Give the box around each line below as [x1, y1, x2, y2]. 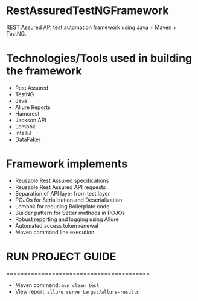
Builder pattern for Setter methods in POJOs [14, 209, 126, 216]
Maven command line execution [14, 228, 95, 236]
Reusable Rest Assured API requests [14, 183, 106, 191]
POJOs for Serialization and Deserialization [14, 196, 123, 203]
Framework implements [6, 157, 128, 171]
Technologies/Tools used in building [6, 51, 193, 65]
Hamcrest [14, 110, 40, 117]
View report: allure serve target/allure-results [14, 288, 139, 295]
